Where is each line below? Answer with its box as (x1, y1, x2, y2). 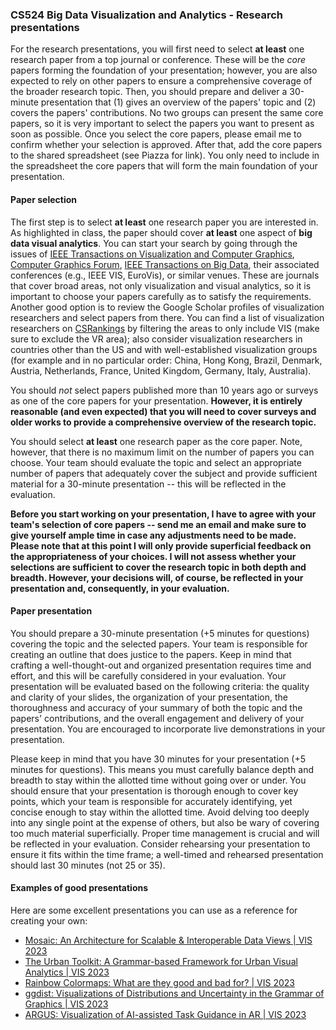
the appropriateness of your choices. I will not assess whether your (10, 550, 297, 562)
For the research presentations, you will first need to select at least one (10, 43, 305, 55)
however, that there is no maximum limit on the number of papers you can (10, 446, 315, 458)
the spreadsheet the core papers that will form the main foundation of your (10, 160, 318, 172)
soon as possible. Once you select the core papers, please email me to (10, 128, 302, 140)
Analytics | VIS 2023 (24, 966, 110, 978)
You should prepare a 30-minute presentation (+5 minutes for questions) (10, 627, 310, 639)
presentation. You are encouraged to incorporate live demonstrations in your (10, 723, 326, 735)
